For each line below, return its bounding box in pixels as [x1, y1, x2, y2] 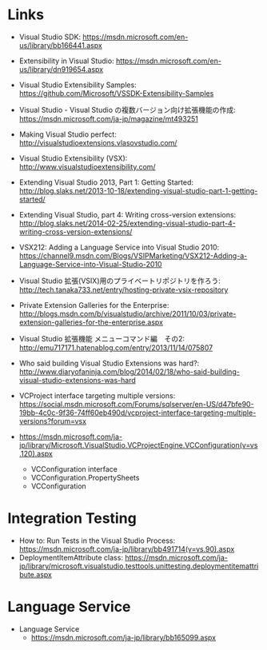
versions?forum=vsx [18, 416, 87, 425]
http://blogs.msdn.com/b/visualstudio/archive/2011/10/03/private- [18, 309, 237, 318]
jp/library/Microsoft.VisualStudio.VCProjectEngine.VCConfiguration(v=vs [18, 440, 258, 449]
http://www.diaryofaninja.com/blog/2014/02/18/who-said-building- [18, 366, 241, 377]
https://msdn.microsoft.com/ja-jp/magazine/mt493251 [18, 114, 199, 123]
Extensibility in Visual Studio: [18, 56, 114, 66]
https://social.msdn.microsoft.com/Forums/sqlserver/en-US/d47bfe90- [18, 399, 254, 409]
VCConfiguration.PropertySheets [30, 473, 140, 482]
